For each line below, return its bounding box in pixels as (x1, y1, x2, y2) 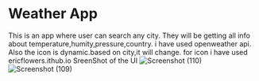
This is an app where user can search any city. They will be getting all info (8, 31, 250, 40)
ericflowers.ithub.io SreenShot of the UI (8, 56, 138, 65)
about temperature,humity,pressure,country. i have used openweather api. (8, 39, 252, 48)
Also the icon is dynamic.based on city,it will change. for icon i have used (8, 47, 248, 57)
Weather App (8, 5, 98, 23)
